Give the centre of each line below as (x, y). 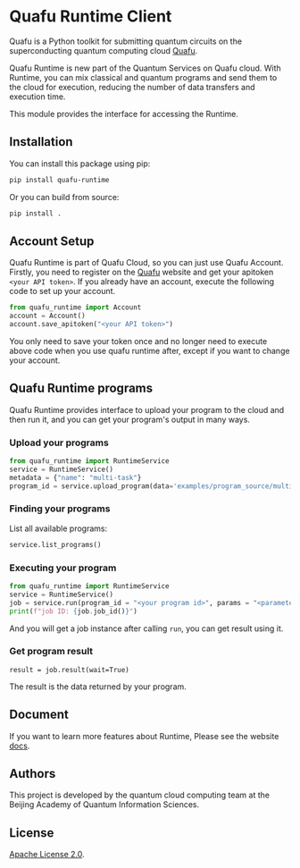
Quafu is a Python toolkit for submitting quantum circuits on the (126, 41)
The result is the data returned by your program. (98, 687)
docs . (20, 746)
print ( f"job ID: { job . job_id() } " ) (74, 611)
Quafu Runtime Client (91, 17)
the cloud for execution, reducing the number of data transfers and (133, 87)
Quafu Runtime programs (81, 388)
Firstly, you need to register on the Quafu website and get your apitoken (142, 272)
